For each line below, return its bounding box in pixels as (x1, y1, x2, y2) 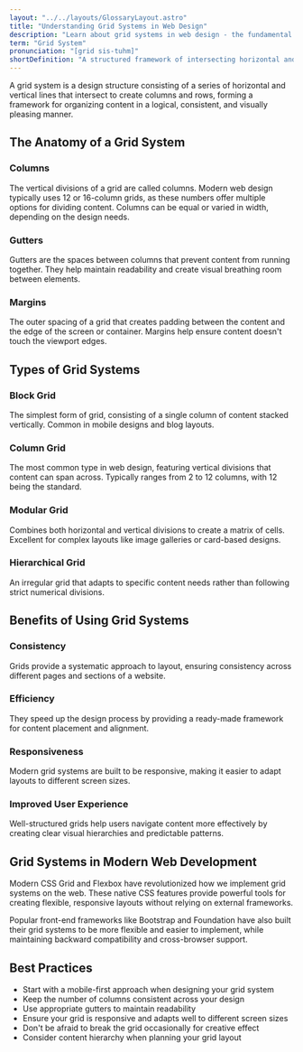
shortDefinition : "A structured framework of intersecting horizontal (9, 55, 280, 64)
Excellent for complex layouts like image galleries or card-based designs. (9, 534, 281, 545)
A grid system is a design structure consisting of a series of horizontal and (9, 80, 286, 90)
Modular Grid (9, 504, 69, 517)
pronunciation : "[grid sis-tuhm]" (9, 47, 140, 56)
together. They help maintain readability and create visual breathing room (9, 264, 282, 275)
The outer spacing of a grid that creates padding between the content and (9, 317, 286, 328)
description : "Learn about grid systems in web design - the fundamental (9, 30, 293, 39)
